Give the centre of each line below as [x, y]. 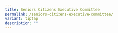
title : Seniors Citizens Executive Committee [52, 9]
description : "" [22, 23]
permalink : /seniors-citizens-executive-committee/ [59, 14]
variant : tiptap [22, 18]
